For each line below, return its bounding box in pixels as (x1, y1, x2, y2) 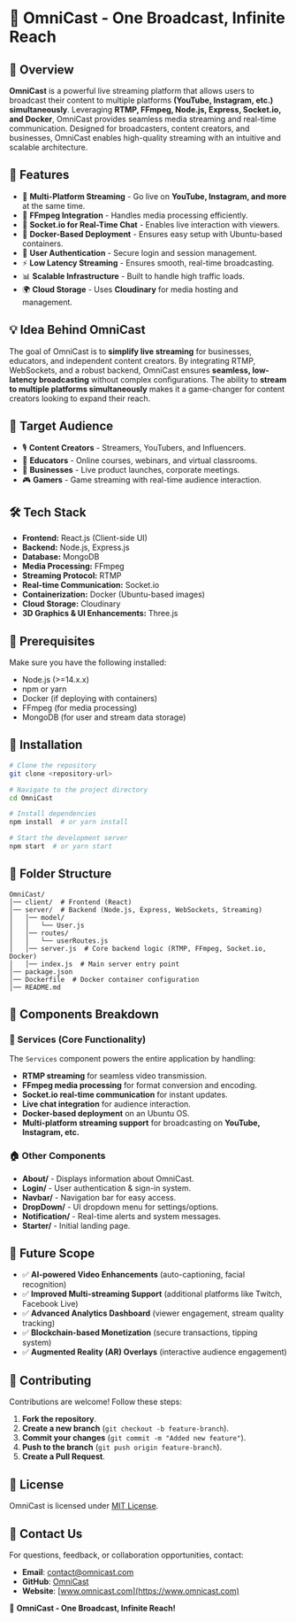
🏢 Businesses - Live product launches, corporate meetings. (21, 465, 240, 475)
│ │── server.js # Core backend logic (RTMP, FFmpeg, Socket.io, (9, 944, 267, 953)
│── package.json (9, 967, 73, 977)
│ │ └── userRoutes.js (9, 936, 109, 946)
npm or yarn (21, 684, 67, 694)
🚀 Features (9, 167, 70, 182)
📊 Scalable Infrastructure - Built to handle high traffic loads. (21, 270, 246, 282)
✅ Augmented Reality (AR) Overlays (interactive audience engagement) (21, 1347, 287, 1357)
